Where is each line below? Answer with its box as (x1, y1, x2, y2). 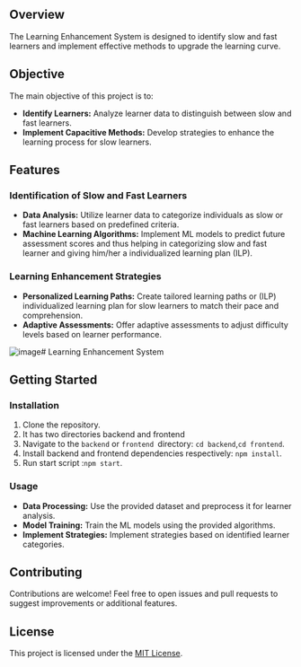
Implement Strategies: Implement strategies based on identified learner (22, 529, 290, 540)
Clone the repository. (22, 419, 101, 430)
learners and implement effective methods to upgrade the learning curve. (9, 40, 281, 51)
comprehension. (22, 310, 84, 320)
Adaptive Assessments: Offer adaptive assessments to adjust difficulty (22, 319, 289, 330)
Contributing (9, 565, 83, 580)
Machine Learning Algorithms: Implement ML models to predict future (22, 229, 286, 240)
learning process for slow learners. (22, 136, 153, 147)
